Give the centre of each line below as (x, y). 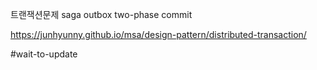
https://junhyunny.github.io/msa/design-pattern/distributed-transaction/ (158, 34)
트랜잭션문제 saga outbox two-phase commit (101, 14)
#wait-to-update (44, 54)
